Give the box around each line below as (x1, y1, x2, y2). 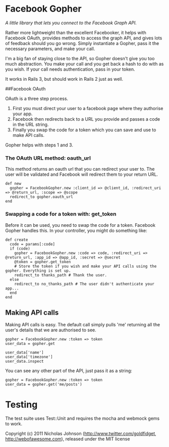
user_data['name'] (5, 350, 44, 355)
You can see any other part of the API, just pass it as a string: (5, 368, 133, 374)
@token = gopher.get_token (14, 259, 71, 264)
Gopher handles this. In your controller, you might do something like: (5, 227, 147, 233)
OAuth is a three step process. (5, 95, 69, 102)
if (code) (10, 246, 30, 251)
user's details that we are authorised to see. (5, 327, 97, 333)
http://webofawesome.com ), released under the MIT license (5, 436, 130, 442)
